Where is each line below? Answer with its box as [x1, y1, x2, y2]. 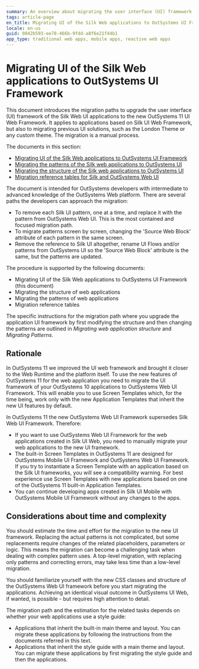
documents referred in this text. [14, 637, 92, 644]
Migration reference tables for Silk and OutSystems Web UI [14, 173, 159, 181]
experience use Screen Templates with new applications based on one [14, 475, 188, 483]
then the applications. [14, 655, 68, 663]
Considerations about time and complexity [6, 512, 167, 522]
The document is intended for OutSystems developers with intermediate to [6, 185, 188, 192]
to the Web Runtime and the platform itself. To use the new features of [6, 371, 178, 378]
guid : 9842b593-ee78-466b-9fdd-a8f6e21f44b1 [6, 31, 118, 37]
